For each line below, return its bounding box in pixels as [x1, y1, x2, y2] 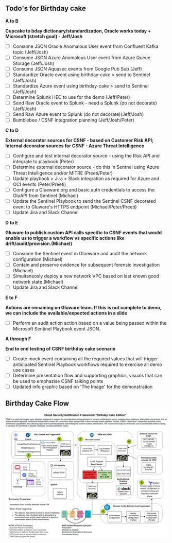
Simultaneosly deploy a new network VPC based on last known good [12, 273, 160, 279]
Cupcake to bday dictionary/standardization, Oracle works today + [5, 28, 151, 34]
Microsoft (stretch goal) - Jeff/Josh [5, 33, 83, 39]
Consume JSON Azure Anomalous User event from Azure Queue [12, 54, 151, 61]
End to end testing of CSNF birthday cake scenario [5, 346, 116, 352]
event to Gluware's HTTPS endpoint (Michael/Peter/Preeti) [12, 203, 137, 210]
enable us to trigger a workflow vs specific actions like [5, 235, 125, 241]
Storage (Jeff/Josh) [12, 60, 55, 66]
